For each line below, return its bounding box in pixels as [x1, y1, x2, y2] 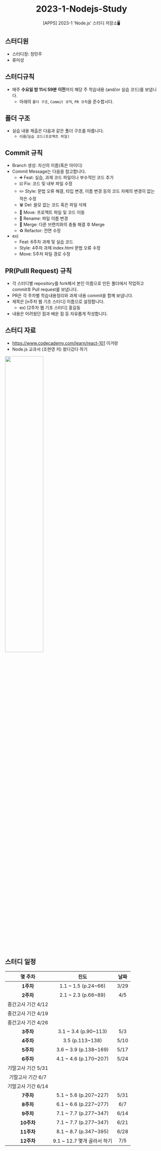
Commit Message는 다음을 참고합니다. [12, 168, 86, 174]
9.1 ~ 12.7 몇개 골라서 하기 [52, 1137, 113, 1144]
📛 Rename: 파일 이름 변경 [19, 216, 68, 221]
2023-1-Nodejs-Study [35, 3, 128, 15]
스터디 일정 [5, 958, 36, 966]
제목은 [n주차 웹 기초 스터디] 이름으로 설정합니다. [12, 299, 105, 304]
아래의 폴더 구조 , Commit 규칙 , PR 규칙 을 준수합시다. [19, 99, 114, 104]
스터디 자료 [5, 326, 36, 334]
